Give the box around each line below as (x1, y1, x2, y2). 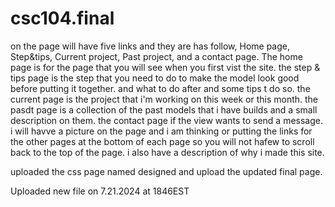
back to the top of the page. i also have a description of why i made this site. (10, 146, 325, 158)
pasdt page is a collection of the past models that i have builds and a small (10, 103, 318, 116)
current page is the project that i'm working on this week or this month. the (10, 93, 319, 105)
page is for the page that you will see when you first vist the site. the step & (10, 61, 321, 73)
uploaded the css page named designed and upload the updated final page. (10, 165, 323, 177)
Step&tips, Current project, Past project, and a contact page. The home (10, 50, 303, 62)
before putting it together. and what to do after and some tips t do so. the (10, 82, 311, 94)
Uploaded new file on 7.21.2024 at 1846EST (10, 185, 190, 197)
